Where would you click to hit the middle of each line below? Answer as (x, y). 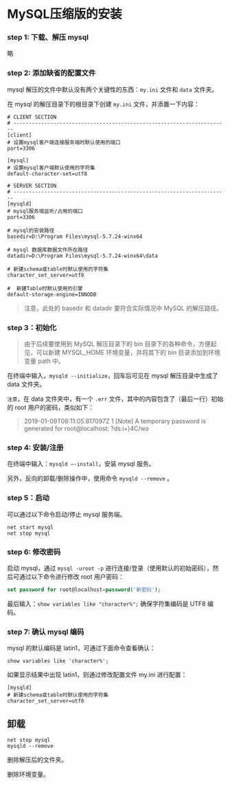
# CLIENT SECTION (32, 117)
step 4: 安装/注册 (35, 447)
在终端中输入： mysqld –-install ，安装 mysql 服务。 (81, 464)
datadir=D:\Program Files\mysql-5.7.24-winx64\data (82, 256)
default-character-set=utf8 (47, 174)
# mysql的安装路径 (31, 230)
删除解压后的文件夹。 (37, 760)
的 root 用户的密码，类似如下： (51, 408)
